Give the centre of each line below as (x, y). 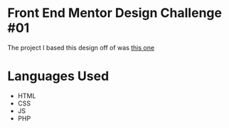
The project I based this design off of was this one (81, 47)
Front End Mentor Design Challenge (115, 13)
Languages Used (58, 76)
